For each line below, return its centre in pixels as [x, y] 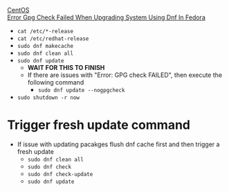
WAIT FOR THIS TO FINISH [66, 68]
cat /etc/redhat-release [53, 39]
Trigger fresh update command [99, 125]
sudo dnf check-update [60, 174]
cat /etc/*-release [45, 31]
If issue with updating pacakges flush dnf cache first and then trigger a [118, 144]
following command [56, 82]
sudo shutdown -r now [48, 98]
